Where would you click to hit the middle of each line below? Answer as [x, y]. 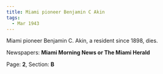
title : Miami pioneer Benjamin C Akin [56, 12]
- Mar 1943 [26, 23]
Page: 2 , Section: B [31, 64]
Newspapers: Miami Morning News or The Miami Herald [78, 53]
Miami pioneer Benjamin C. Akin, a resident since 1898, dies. [82, 41]
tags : [13, 18]
